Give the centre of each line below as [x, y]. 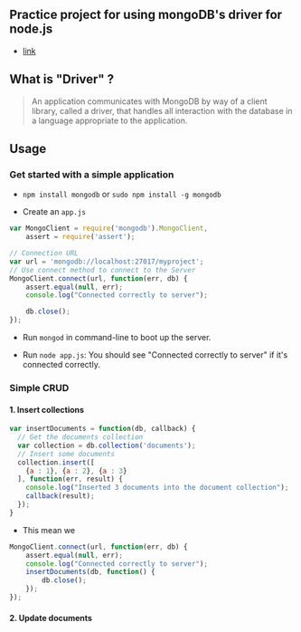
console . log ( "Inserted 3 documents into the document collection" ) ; [157, 488]
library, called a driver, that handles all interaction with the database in [162, 110]
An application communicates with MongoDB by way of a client [150, 101]
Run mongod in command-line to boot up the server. [117, 338]
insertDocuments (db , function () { [90, 572]
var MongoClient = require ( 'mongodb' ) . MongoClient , [108, 229]
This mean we [48, 530]
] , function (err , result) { [71, 479]
